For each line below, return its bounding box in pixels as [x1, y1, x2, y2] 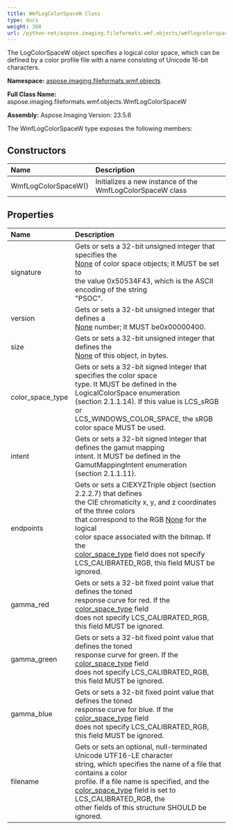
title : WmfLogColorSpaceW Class [7, 10, 101, 17]
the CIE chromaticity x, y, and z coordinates [75, 497, 217, 507]
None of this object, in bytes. [75, 350, 169, 360]
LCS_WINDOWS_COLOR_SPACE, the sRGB [75, 414, 214, 423]
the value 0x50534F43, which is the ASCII [75, 276, 214, 285]
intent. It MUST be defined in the [75, 451, 181, 461]
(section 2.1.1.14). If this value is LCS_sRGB [75, 396, 219, 406]
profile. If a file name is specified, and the [75, 777, 209, 786]
